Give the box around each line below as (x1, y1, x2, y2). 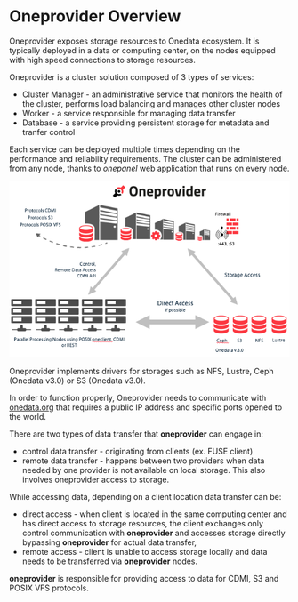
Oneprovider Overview (9, 6, 181, 27)
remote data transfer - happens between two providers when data (21, 455, 265, 466)
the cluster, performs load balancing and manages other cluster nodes (21, 98, 281, 108)
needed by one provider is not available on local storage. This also (21, 465, 266, 476)
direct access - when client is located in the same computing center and (21, 509, 287, 519)
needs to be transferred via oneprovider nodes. (21, 556, 198, 566)
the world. (9, 412, 47, 422)
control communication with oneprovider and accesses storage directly (21, 527, 286, 539)
